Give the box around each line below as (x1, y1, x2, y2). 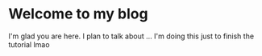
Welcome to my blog (8, 5, 148, 23)
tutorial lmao (8, 39, 50, 49)
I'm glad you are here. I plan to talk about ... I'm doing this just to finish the (8, 31, 255, 41)
